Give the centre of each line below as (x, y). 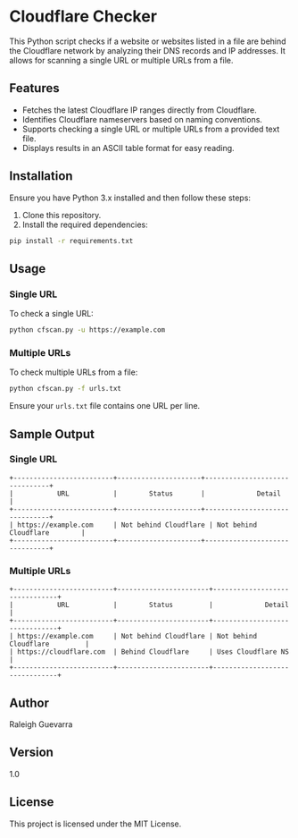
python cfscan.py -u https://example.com (87, 330)
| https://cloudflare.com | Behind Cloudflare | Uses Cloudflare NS (149, 652)
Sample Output (52, 434)
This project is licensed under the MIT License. (95, 824)
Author (29, 703)
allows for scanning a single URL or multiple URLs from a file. (121, 60)
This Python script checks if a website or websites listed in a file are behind (148, 41)
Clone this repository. (62, 215)
